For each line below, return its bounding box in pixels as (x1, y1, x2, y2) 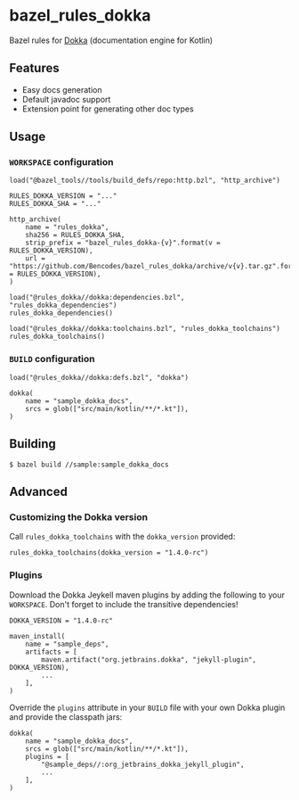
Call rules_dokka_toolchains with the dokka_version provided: (9, 532, 236, 542)
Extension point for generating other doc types (21, 103, 194, 114)
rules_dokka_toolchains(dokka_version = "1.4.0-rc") (9, 548, 209, 557)
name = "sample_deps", (25, 639, 109, 648)
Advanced (9, 483, 69, 499)
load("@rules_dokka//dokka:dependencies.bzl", (9, 293, 185, 302)
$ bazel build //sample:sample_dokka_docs (9, 460, 169, 469)
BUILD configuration (9, 353, 95, 366)
